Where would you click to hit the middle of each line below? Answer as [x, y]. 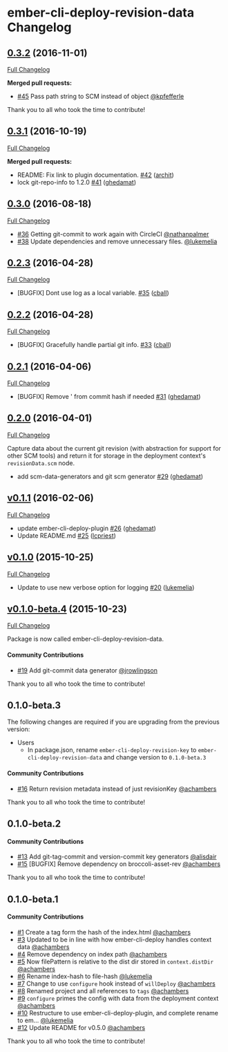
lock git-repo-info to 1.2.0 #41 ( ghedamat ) [77, 182]
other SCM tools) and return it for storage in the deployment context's [106, 455]
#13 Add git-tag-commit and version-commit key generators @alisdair [117, 857]
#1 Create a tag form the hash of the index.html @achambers [104, 932]
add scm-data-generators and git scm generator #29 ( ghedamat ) [110, 476]
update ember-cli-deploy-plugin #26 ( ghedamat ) [87, 528]
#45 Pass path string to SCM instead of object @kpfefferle [101, 96]
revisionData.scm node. [41, 463]
